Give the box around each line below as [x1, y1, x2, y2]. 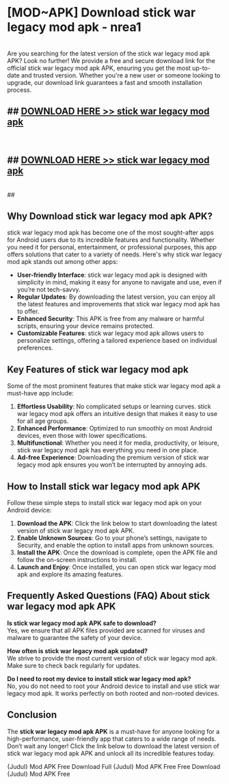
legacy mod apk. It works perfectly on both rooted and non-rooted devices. [7, 689, 219, 697]
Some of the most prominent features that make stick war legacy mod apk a [7, 382, 221, 390]
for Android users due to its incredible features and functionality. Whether [7, 236, 215, 244]
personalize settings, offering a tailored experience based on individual [16, 336, 217, 345]
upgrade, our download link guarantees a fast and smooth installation [7, 78, 203, 86]
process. [7, 86, 32, 94]
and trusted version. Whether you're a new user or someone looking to [21, 71, 221, 79]
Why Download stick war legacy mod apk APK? [7, 210, 213, 222]
